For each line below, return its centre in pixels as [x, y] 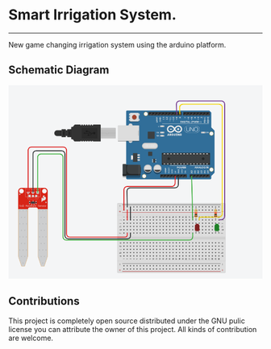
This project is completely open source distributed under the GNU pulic [127, 321]
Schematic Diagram [59, 70]
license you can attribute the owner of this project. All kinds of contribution [133, 329]
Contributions [44, 301]
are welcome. [31, 338]
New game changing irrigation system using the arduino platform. [117, 44]
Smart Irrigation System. [93, 15]
